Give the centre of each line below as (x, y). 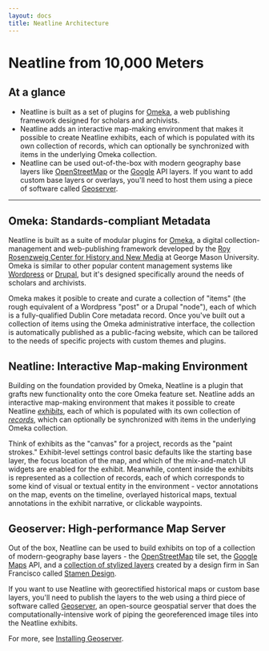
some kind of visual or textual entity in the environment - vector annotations (133, 487)
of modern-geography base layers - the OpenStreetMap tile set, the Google (133, 556)
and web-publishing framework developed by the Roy (142, 249)
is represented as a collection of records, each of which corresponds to (126, 478)
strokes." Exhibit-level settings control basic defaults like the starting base (130, 452)
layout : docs (30, 16)
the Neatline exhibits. (43, 623)
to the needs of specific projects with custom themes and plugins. (117, 341)
